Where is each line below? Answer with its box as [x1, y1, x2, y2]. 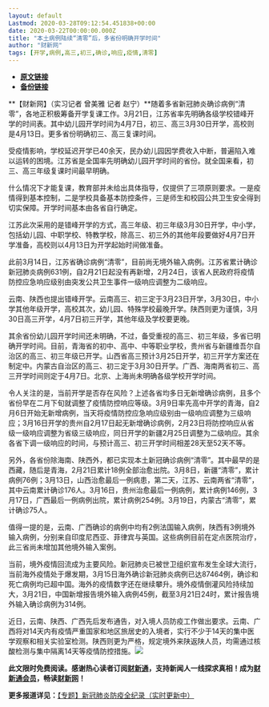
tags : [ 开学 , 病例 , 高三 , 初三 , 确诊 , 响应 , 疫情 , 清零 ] [8, 49, 158, 57]
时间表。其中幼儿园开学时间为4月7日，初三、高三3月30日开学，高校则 [22, 119, 255, 128]
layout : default [8, 11, 62, 20]
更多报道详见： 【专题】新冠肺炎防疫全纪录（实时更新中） [8, 690, 195, 700]
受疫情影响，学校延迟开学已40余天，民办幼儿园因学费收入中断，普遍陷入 [8, 146, 249, 155]
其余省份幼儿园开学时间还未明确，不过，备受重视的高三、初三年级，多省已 [8, 331, 254, 340]
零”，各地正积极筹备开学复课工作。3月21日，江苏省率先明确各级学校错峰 [8, 109, 248, 119]
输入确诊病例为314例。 [14, 600, 90, 609]
